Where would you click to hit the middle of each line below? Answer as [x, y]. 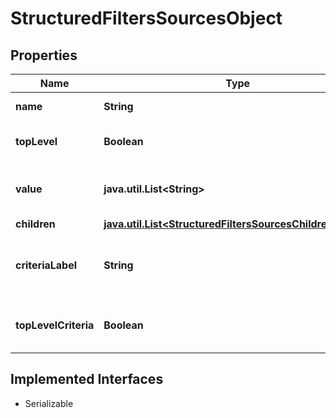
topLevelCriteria [55, 325]
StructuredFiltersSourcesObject [146, 18]
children [35, 224]
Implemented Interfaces [87, 379]
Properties [44, 55]
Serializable [49, 403]
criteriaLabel [46, 265]
